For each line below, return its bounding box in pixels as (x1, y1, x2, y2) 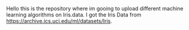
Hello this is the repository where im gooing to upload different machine (6, 5, 184, 12)
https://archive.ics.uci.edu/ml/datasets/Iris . (6, 18, 113, 24)
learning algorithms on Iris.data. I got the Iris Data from (6, 11, 142, 18)
